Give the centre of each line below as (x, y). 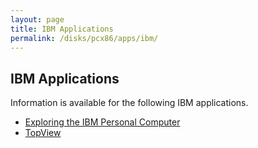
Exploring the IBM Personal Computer (102, 122)
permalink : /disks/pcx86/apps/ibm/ (84, 38)
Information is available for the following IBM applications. (129, 103)
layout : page (37, 19)
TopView (43, 133)
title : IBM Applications (62, 29)
